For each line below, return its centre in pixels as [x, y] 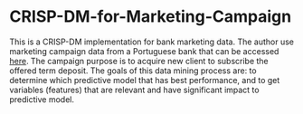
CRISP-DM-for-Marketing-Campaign [151, 17]
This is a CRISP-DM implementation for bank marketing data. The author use [152, 42]
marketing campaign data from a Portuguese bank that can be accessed [144, 51]
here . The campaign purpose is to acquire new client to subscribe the [139, 61]
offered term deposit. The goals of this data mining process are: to [133, 71]
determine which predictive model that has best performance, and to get [145, 80]
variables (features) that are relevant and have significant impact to [134, 90]
